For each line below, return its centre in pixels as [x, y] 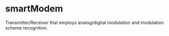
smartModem [34, 9]
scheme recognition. [26, 27]
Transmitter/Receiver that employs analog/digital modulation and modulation [84, 22]
